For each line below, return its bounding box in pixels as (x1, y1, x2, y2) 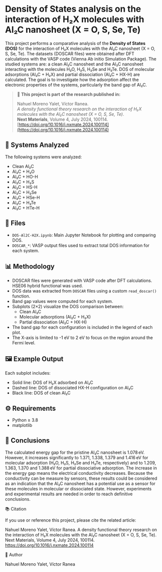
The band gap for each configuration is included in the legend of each (12, 324, 153, 330)
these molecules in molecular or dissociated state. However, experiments (5, 486, 152, 491)
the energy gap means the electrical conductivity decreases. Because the (5, 470, 153, 476)
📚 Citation (5, 506, 27, 511)
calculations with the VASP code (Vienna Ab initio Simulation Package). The (5, 56, 157, 62)
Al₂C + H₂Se (12, 189, 37, 195)
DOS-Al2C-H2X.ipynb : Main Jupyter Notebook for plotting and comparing (12, 232, 156, 238)
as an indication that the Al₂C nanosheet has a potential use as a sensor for (5, 480, 156, 487)
